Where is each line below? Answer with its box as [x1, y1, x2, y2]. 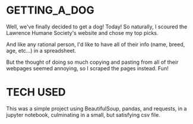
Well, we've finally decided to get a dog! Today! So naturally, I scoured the [6, 23, 188, 30]
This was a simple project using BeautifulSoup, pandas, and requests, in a [6, 105, 187, 112]
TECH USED [6, 86, 67, 99]
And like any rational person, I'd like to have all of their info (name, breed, [6, 41, 185, 48]
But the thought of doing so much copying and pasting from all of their [6, 58, 179, 66]
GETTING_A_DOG [6, 4, 94, 17]
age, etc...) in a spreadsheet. [6, 47, 77, 54]
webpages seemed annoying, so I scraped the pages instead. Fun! [6, 64, 169, 71]
